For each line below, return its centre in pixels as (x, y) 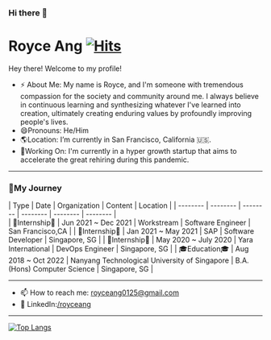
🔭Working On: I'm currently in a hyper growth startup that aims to (128, 151)
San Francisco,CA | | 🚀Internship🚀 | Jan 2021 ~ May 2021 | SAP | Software (131, 231)
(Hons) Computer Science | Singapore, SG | (81, 269)
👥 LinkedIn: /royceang (55, 305)
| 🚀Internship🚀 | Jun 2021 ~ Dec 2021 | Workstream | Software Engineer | (130, 223)
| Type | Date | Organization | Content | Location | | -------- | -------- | (125, 205)
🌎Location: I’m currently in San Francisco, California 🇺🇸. (116, 139)
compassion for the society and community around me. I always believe (140, 96)
